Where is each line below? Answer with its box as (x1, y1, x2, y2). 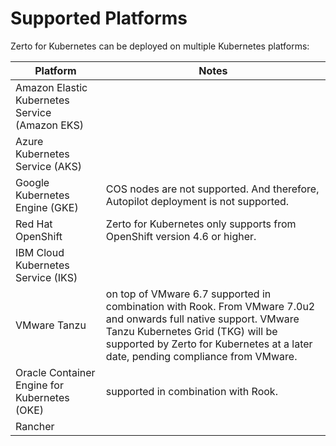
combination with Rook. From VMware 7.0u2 (105, 299, 316, 313)
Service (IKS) (15, 270, 78, 284)
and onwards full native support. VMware (105, 312, 300, 326)
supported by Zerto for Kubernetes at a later (105, 337, 313, 351)
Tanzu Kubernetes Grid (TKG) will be (105, 324, 278, 338)
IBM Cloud (15, 245, 65, 259)
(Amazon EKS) (15, 118, 84, 132)
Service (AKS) (15, 159, 82, 173)
